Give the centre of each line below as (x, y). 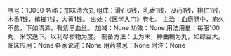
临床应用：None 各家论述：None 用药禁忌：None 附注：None (97, 45)
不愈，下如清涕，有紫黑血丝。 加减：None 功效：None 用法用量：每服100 (113, 28)
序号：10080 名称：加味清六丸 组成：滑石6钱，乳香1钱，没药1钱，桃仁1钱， (116, 10)
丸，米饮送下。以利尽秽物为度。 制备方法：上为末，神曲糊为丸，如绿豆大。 (116, 36)
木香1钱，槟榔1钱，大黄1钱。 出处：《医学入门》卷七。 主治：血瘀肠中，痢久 (116, 19)
